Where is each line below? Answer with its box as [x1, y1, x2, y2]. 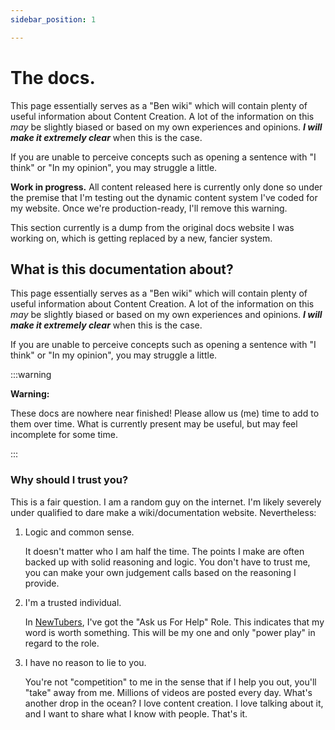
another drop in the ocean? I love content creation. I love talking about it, [24, 697, 324, 709]
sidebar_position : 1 [10, 14, 97, 25]
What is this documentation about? [10, 261, 234, 278]
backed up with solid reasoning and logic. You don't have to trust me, [24, 556, 311, 568]
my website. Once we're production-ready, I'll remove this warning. [10, 202, 288, 214]
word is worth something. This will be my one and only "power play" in [24, 626, 316, 638]
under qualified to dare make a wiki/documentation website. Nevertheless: [10, 506, 317, 518]
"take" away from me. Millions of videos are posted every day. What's [24, 686, 313, 698]
